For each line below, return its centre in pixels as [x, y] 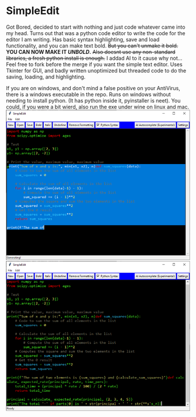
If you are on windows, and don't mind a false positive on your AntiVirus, [93, 88]
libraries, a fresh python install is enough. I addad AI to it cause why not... [94, 58]
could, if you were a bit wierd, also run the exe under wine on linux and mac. [98, 107]
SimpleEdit [33, 11]
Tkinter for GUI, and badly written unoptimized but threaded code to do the [96, 70]
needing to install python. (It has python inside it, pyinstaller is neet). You [93, 100]
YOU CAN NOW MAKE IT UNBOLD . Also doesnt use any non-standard [91, 52]
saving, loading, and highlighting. [46, 77]
